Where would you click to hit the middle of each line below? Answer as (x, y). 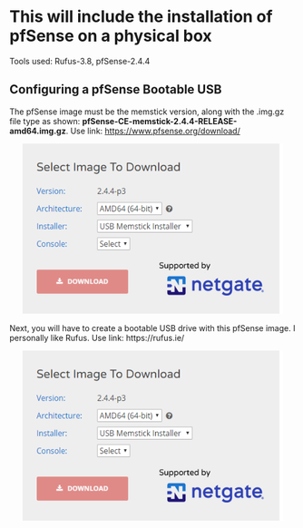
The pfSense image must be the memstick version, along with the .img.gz (147, 112)
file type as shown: (45, 121)
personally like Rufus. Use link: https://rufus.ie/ (97, 337)
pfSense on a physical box (111, 36)
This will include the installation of (141, 17)
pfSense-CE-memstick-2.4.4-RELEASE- (160, 121)
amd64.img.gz (38, 131)
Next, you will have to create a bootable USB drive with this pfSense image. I (152, 328)
